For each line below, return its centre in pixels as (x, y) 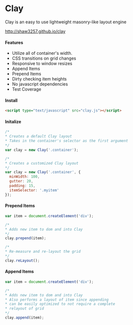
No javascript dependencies (40, 84)
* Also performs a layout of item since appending (57, 300)
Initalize (13, 121)
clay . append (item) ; (25, 318)
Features (14, 42)
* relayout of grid (25, 309)
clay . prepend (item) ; (26, 238)
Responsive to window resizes (42, 64)
